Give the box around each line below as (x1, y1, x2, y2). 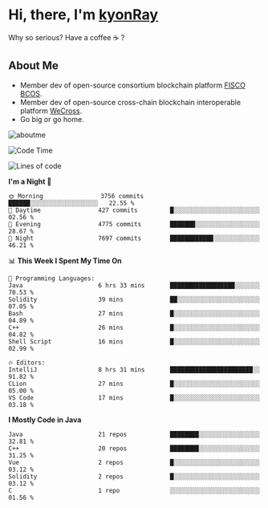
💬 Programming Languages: (8, 274, 95, 282)
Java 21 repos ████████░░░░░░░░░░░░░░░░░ (8, 430, 261, 438)
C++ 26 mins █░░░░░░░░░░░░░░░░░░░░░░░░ (8, 323, 261, 331)
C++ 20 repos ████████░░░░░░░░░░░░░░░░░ (8, 444, 261, 453)
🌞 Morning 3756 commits (8, 192, 144, 200)
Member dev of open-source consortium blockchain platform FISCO (19, 80, 246, 90)
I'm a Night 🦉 (8, 177, 52, 186)
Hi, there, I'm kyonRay (8, 6, 159, 24)
